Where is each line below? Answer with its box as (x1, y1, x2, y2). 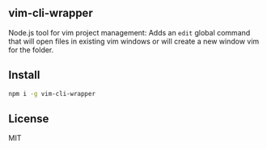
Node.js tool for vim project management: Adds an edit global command (8, 27, 251, 37)
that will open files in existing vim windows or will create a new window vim (8, 36, 260, 46)
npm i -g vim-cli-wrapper (8, 89, 95, 97)
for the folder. (8, 44, 54, 55)
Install (8, 68, 40, 82)
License (8, 112, 49, 126)
